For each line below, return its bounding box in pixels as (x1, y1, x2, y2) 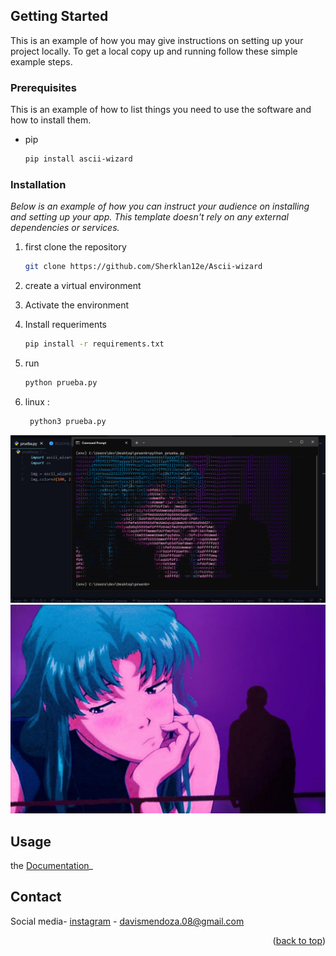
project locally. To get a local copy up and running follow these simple (10, 45, 298, 57)
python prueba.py (24, 378, 98, 388)
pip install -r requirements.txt (24, 339, 165, 349)
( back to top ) (272, 934, 326, 946)
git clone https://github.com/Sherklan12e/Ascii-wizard (24, 262, 263, 272)
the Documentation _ (10, 860, 93, 872)
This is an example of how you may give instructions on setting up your (10, 34, 304, 46)
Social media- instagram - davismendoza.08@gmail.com (10, 915, 245, 927)
